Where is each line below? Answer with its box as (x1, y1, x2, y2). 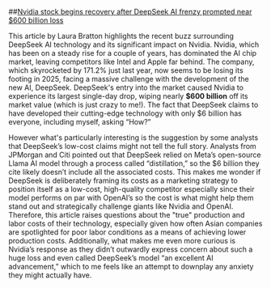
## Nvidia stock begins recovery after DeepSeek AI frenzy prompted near (8, 7, 252, 16)
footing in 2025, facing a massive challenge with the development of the (8, 74, 249, 83)
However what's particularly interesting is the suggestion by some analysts (8, 133, 259, 142)
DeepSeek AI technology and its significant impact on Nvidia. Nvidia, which (8, 40, 260, 49)
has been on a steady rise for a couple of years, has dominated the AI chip (8, 49, 257, 57)
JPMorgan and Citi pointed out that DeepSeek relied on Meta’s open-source (8, 150, 261, 159)
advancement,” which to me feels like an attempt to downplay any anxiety (8, 262, 254, 271)
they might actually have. (8, 270, 92, 280)
